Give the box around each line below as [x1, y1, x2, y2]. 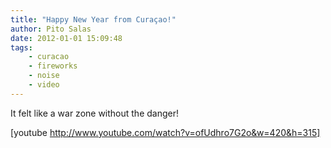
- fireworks [28, 61, 78, 71]
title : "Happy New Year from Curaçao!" [10, 14, 177, 25]
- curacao [28, 52, 70, 62]
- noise [28, 71, 60, 81]
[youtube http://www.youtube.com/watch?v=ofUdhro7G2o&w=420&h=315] [10, 126, 321, 138]
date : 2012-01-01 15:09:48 [10, 33, 123, 43]
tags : [10, 42, 33, 53]
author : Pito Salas [10, 24, 92, 34]
